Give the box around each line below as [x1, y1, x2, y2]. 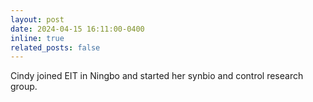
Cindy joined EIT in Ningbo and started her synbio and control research [10, 70, 304, 82]
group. [10, 81, 38, 93]
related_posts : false [10, 42, 101, 53]
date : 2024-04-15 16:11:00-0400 [10, 24, 145, 34]
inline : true [10, 33, 65, 43]
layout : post [10, 14, 65, 25]
